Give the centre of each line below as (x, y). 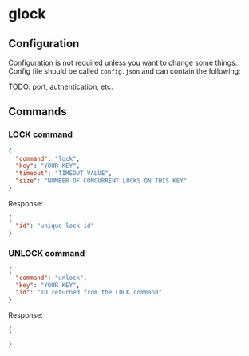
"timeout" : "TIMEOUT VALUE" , (64, 174)
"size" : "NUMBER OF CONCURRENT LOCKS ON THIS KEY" (101, 181)
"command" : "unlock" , (51, 278)
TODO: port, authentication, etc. (61, 86)
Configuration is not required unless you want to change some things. (123, 62)
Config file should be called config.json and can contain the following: (125, 71)
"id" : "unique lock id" (55, 226)
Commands (38, 112)
